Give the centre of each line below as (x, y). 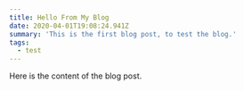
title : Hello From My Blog (59, 17)
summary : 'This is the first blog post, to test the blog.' (123, 34)
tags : (19, 42)
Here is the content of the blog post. (76, 76)
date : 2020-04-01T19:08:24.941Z (69, 26)
